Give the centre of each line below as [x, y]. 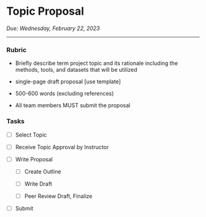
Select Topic [31, 135]
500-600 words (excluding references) [64, 94]
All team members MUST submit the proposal [73, 105]
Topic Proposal [45, 11]
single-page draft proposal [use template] [68, 82]
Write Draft [38, 184]
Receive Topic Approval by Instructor [62, 147]
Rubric [17, 50]
